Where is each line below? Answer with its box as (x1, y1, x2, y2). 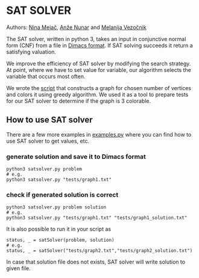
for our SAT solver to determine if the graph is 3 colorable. (6, 97, 151, 105)
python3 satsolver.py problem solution (6, 204, 107, 210)
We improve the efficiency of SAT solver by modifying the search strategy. (6, 60, 191, 67)
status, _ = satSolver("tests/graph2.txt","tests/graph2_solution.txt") (6, 248, 193, 254)
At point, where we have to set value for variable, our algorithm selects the (6, 66, 191, 73)
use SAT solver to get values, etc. (6, 137, 89, 144)
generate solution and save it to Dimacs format (6, 152, 146, 161)
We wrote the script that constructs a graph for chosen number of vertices (6, 84, 192, 91)
